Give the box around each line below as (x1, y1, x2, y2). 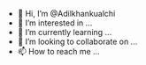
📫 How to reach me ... (17, 47, 100, 56)
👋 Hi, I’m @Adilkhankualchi (17, 9, 116, 18)
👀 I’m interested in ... (17, 18, 93, 28)
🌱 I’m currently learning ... (17, 27, 112, 37)
